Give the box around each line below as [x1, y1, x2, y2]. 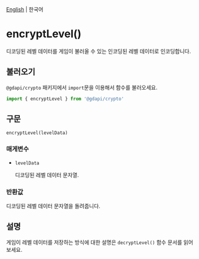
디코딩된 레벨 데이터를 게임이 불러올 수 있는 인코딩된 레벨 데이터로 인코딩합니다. [6, 47, 191, 54]
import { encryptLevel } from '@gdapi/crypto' [6, 96, 124, 102]
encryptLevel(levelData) [6, 130, 68, 136]
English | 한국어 [6, 6, 44, 13]
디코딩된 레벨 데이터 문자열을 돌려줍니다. [6, 203, 100, 210]
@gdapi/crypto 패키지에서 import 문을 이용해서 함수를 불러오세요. [6, 84, 158, 91]
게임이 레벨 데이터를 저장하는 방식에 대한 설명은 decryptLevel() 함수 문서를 [6, 239, 182, 246]
